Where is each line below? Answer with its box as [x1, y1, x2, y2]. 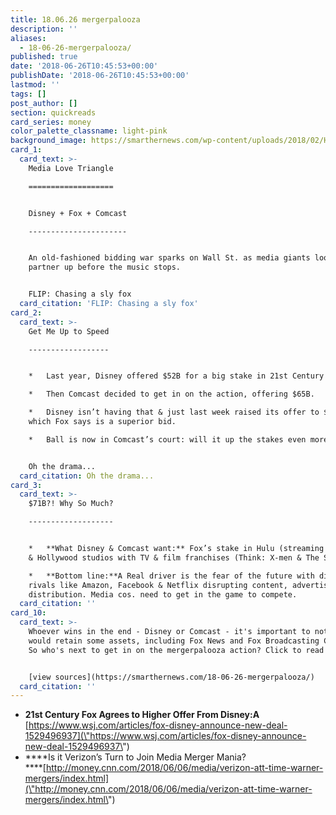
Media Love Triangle [28, 163, 114, 173]
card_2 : [10, 307, 43, 318]
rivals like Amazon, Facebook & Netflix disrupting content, [28, 580, 288, 590]
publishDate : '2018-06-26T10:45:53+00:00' [10, 71, 190, 81]
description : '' [10, 24, 78, 34]
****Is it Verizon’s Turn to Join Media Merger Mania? [24, 751, 247, 763]
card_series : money [10, 117, 92, 127]
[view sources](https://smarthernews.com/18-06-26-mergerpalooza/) [28, 672, 315, 682]
